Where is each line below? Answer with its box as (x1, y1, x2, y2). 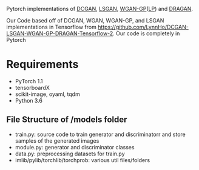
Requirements (6, 58, 79, 72)
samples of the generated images (15, 137, 99, 144)
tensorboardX (15, 84, 50, 91)
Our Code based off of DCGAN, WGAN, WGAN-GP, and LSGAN (6, 17, 164, 24)
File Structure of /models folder (6, 115, 127, 125)
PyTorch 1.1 (15, 77, 43, 84)
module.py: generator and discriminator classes (15, 143, 135, 151)
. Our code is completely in (113, 30, 180, 37)
